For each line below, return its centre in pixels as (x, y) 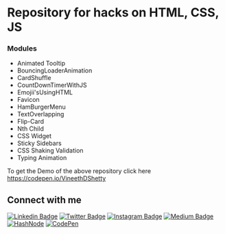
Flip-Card (31, 122)
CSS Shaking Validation (50, 151)
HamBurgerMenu (42, 107)
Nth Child (31, 129)
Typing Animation (42, 158)
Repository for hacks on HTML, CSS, (113, 13)
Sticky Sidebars (39, 143)
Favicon (28, 100)
